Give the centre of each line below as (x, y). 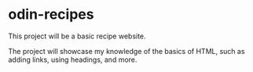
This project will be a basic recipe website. (77, 36)
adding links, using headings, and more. (73, 59)
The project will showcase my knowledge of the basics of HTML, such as (126, 51)
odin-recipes (51, 14)
